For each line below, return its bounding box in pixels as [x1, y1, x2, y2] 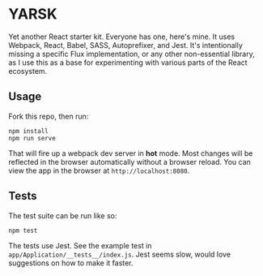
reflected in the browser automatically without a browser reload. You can [8, 157, 251, 166]
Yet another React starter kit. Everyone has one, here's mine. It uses [8, 32, 235, 41]
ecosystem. [8, 66, 48, 75]
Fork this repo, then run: [8, 111, 89, 121]
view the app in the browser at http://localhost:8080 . [8, 166, 190, 175]
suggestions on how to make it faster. [8, 257, 134, 268]
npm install [8, 127, 49, 135]
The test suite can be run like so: [8, 210, 117, 220]
